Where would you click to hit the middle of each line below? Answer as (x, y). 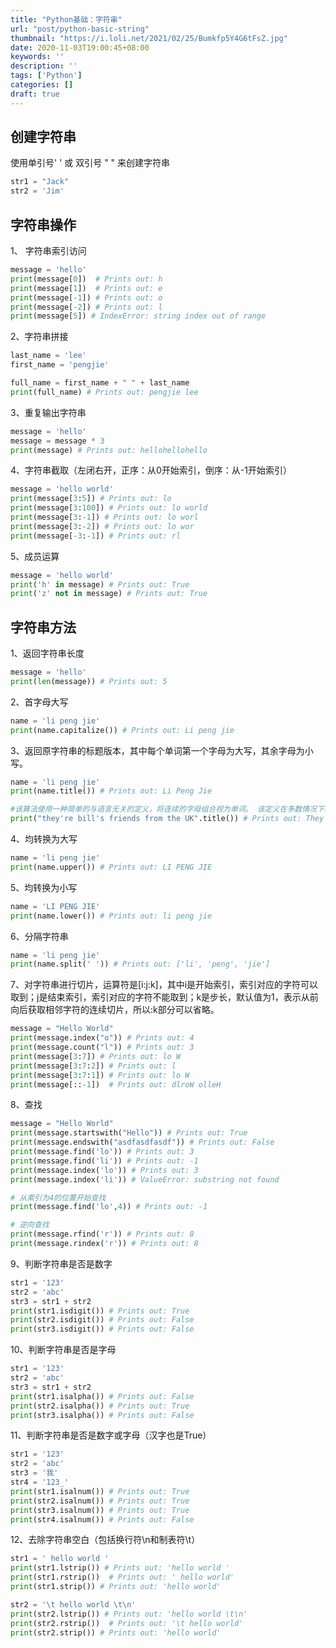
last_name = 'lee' (48, 356)
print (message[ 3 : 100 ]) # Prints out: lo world (109, 508)
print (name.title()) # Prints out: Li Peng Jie (111, 791)
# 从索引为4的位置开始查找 (58, 1197)
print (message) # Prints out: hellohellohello (109, 450)
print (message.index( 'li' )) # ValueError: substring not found (145, 1179)
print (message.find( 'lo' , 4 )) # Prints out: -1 (109, 1207)
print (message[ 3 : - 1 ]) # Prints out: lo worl (104, 517)
